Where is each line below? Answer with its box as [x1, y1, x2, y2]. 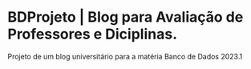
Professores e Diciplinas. [7, 25, 178, 43]
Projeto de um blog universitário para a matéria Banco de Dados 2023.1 [7, 51, 243, 61]
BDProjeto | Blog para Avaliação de [7, 8, 244, 26]
